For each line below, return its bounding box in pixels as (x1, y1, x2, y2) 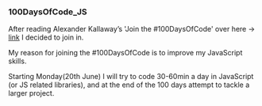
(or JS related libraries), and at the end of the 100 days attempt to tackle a (8, 80, 250, 89)
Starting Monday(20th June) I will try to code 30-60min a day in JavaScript (8, 72, 254, 81)
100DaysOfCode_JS (8, 6, 87, 17)
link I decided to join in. (8, 32, 84, 42)
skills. (8, 56, 27, 66)
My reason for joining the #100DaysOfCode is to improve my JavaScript (8, 48, 243, 58)
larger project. (8, 89, 55, 98)
